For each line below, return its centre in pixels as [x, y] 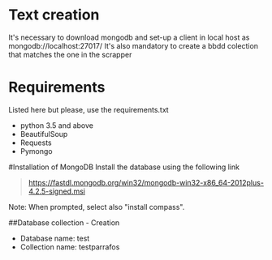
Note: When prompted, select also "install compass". [97, 207]
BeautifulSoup [44, 134]
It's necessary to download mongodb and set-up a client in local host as [129, 37]
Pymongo [36, 151]
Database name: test [55, 238]
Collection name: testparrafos [70, 247]
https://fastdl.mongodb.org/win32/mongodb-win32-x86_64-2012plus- [146, 182]
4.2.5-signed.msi [56, 191]
